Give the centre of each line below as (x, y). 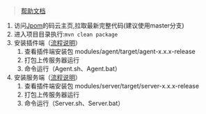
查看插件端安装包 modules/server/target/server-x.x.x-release (112, 86)
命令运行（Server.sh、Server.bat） (74, 103)
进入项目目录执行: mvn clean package (66, 34)
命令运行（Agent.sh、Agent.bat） (72, 69)
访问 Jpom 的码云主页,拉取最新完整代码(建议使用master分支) (99, 26)
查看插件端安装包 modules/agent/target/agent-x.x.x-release (110, 51)
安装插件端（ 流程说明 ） (47, 43)
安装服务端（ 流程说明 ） (47, 77)
